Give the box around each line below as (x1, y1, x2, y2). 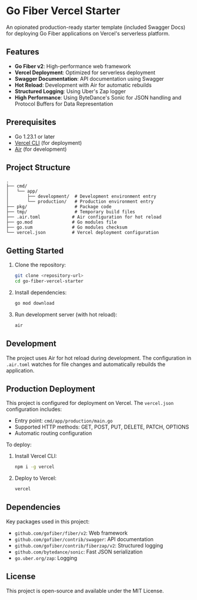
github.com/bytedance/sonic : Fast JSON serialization (14, 548, 143, 555)
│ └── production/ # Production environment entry (6, 199, 154, 205)
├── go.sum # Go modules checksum (6, 225, 128, 230)
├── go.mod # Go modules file (6, 219, 117, 225)
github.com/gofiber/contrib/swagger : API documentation (14, 535, 154, 543)
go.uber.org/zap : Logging (14, 554, 78, 561)
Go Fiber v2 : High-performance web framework (14, 62, 131, 70)
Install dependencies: (14, 289, 67, 296)
